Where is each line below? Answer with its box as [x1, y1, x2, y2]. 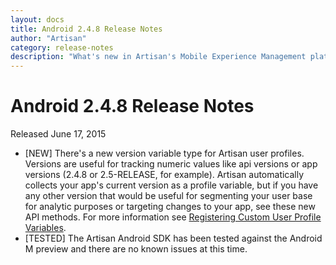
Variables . [24, 222, 67, 234]
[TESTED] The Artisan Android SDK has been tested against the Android [24, 232, 323, 245]
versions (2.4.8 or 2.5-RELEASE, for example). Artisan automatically [24, 169, 305, 181]
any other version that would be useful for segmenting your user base [24, 190, 313, 202]
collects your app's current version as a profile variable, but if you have [24, 179, 319, 191]
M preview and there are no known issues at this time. [24, 243, 248, 255]
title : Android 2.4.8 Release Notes [10, 24, 163, 34]
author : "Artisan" [10, 33, 87, 43]
